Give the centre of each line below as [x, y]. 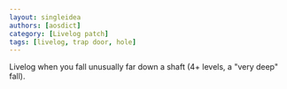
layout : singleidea [45, 17]
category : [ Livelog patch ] [59, 33]
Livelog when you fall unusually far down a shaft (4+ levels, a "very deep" [144, 67]
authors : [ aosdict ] [45, 26]
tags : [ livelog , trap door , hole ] [73, 42]
